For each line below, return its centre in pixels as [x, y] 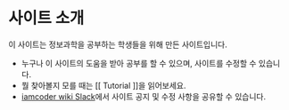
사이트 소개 [46, 18]
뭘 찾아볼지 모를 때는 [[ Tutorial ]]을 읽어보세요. [103, 85]
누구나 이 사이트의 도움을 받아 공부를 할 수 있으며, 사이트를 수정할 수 [139, 63]
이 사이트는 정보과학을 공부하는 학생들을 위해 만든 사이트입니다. [118, 44]
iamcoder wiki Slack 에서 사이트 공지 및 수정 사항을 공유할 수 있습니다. [144, 96]
